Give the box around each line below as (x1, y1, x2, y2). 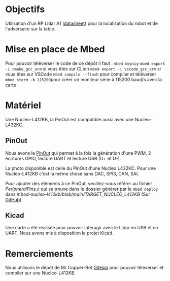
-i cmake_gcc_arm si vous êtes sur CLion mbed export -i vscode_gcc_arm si (5, 65, 161, 72)
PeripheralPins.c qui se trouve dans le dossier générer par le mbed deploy (5, 186, 158, 192)
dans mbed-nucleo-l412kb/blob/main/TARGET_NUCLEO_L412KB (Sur (5, 191, 151, 197)
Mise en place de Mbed (5, 44, 105, 55)
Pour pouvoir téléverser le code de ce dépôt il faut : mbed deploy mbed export (5, 60, 165, 66)
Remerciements (5, 248, 74, 259)
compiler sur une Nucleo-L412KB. (5, 270, 76, 276)
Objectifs (5, 4, 45, 15)
